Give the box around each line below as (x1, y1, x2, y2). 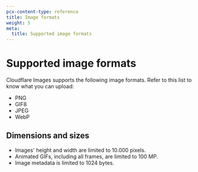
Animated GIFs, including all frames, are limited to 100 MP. (14, 153, 158, 160)
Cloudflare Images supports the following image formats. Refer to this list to (6, 76, 192, 84)
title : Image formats (6, 14, 60, 20)
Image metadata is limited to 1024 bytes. (14, 159, 115, 166)
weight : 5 (6, 20, 31, 26)
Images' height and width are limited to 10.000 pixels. (14, 146, 146, 153)
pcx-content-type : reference (6, 8, 79, 15)
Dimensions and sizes (6, 131, 89, 141)
